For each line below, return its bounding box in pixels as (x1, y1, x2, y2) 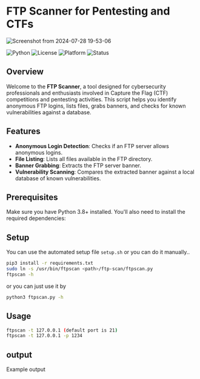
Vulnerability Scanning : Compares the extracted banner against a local (15, 168, 195, 176)
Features (6, 126, 41, 137)
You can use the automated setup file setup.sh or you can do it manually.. (6, 248, 190, 256)
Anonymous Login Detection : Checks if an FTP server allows (15, 142, 170, 149)
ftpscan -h (6, 271, 34, 278)
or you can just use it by (6, 282, 67, 290)
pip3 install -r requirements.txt (6, 260, 94, 267)
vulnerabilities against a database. (6, 108, 92, 116)
